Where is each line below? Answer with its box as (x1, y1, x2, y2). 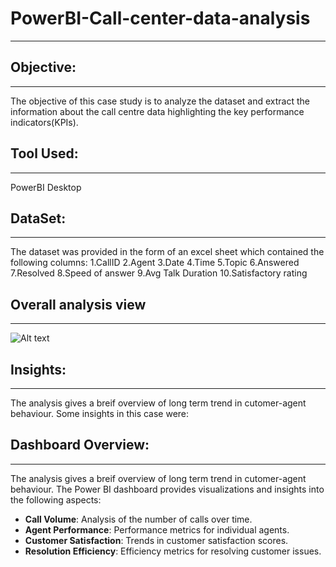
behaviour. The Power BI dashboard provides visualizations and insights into (10, 483, 325, 495)
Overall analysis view (10, 296, 147, 313)
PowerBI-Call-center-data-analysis (10, 7, 311, 30)
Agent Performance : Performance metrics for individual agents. (24, 523, 290, 536)
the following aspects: (10, 493, 102, 506)
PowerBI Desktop (10, 181, 82, 193)
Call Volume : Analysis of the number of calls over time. (24, 513, 253, 525)
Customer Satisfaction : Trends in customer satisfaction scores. (24, 534, 289, 546)
